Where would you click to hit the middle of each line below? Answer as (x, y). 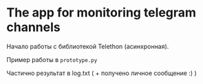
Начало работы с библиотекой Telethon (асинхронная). (88, 46)
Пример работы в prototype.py (52, 59)
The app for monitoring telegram (101, 13)
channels (33, 27)
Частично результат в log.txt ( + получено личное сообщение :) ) (101, 73)
